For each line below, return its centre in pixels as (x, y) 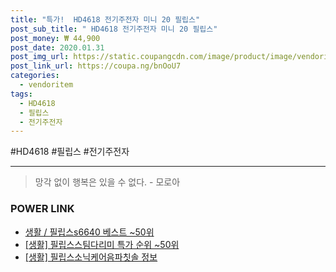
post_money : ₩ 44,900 (55, 38)
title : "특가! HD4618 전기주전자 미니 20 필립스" (105, 19)
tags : (21, 94)
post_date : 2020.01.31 (57, 47)
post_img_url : (40, 57)
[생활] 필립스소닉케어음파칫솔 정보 (91, 257)
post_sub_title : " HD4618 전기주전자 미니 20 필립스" (114, 29)
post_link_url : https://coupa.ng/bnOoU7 (96, 66)
